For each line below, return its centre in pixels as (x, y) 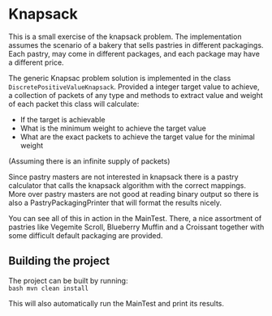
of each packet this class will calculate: (74, 104)
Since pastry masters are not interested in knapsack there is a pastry (123, 177)
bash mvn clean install (49, 288)
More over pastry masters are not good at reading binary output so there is (134, 194)
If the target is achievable (63, 119)
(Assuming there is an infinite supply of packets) (89, 161)
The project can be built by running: (68, 280)
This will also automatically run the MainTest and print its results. (117, 303)
